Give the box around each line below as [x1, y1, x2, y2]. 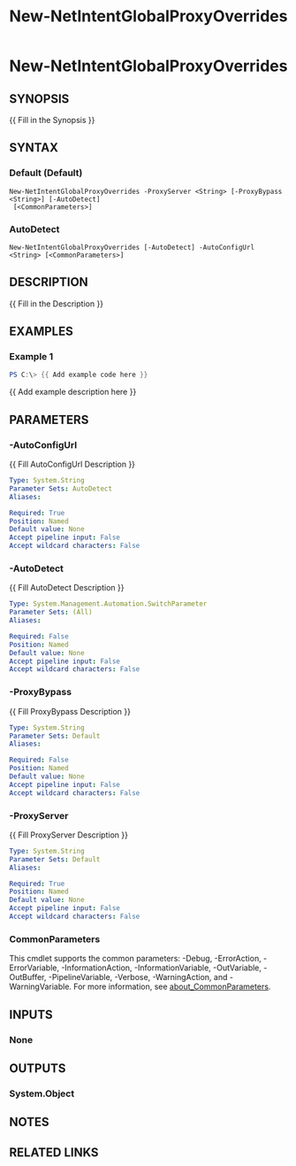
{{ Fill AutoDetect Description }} [9, 583, 125, 593]
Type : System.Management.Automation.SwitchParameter [9, 599, 208, 608]
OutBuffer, [9, 972, 47, 983]
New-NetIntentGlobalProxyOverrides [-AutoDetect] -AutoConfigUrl [9, 243, 254, 251]
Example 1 [9, 351, 54, 363]
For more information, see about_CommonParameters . [73, 981, 271, 992]
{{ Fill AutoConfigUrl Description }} [9, 459, 135, 470]
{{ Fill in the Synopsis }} [9, 115, 95, 125]
